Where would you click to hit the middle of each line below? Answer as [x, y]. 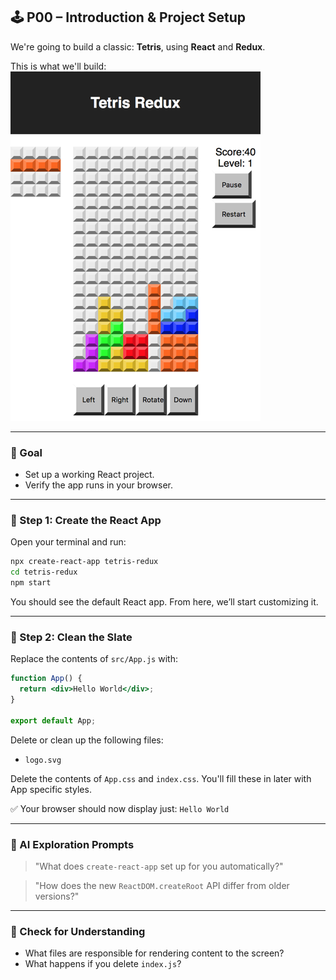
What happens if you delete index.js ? [103, 964]
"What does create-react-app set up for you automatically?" [159, 866]
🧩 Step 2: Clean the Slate [71, 637]
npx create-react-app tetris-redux [84, 562]
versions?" [57, 896]
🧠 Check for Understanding [78, 931]
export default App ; [53, 720]
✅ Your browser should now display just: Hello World [120, 808]
